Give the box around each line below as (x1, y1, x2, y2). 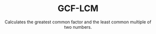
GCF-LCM (58, 3, 98, 14)
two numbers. (64, 24, 92, 30)
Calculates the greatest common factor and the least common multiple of (4, 19, 152, 25)
